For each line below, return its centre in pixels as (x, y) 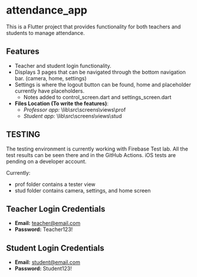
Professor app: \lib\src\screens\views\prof (75, 109)
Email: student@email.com (47, 262)
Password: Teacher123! (44, 229)
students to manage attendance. (45, 32)
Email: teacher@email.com (47, 223)
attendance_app (47, 10)
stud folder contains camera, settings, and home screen (83, 190)
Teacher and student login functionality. (63, 66)
